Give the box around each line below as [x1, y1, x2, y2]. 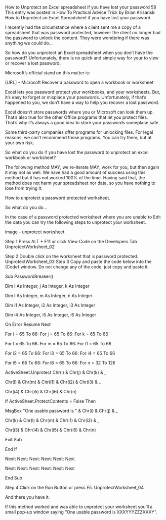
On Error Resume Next [5, 321, 51, 327]
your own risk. [5, 140, 35, 146]
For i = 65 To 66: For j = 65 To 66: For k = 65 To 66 [5, 331, 109, 337]
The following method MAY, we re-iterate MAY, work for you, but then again [5, 164, 160, 170]
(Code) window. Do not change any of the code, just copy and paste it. [5, 264, 149, 269]
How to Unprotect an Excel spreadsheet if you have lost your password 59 [5, 4, 157, 10]
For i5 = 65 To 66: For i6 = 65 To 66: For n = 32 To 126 [5, 360, 116, 365]
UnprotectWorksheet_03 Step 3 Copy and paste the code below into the [5, 259, 152, 264]
